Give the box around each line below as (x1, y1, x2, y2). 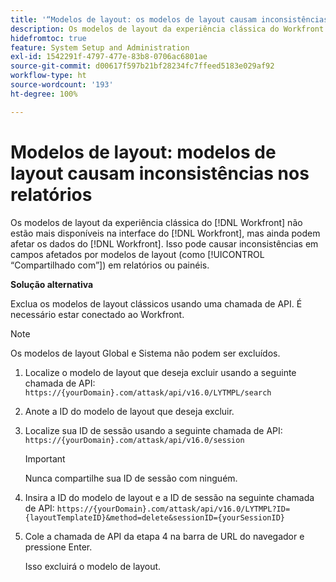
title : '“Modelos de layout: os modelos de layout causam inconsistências (10, 14, 329, 25)
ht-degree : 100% (10, 89, 78, 99)
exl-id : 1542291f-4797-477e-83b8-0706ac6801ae (10, 52, 208, 62)
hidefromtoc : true (10, 33, 87, 43)
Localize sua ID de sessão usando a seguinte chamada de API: (24, 424, 283, 436)
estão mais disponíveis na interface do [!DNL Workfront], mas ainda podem (10, 227, 321, 239)
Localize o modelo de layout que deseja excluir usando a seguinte (24, 366, 297, 378)
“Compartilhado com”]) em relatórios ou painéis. (10, 259, 210, 271)
